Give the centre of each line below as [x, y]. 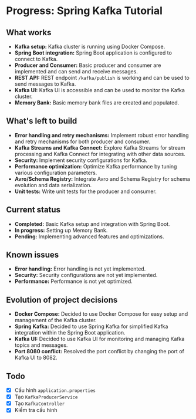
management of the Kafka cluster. [55, 320]
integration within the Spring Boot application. [70, 333]
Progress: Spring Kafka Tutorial [85, 11]
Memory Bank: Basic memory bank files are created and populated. [97, 103]
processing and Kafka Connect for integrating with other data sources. [100, 154]
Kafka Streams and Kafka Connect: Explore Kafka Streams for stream [100, 147]
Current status [33, 210]
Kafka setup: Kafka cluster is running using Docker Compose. [90, 46]
